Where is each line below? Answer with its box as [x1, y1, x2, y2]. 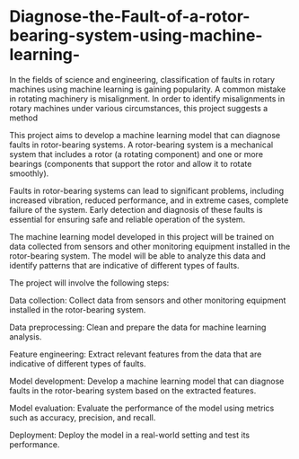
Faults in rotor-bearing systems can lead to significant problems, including [9, 185, 285, 196]
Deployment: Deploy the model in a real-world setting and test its [9, 429, 250, 440]
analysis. [9, 331, 42, 342]
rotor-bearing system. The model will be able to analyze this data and [9, 250, 267, 261]
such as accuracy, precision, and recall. [9, 411, 156, 423]
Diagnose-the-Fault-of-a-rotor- [9, 6, 251, 27]
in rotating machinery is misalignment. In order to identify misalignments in [9, 93, 286, 104]
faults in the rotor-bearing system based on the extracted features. [9, 384, 257, 396]
